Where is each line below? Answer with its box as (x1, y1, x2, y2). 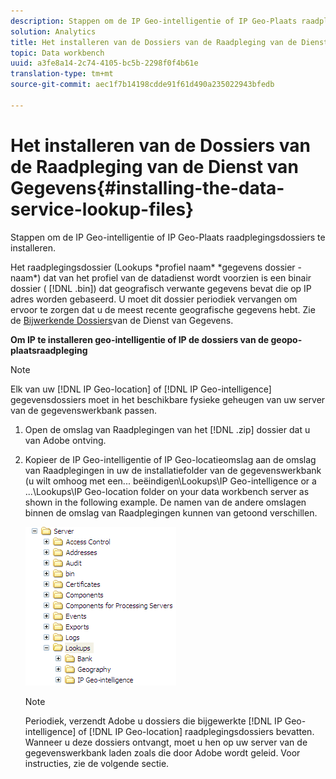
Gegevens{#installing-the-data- (10, 176, 285, 199)
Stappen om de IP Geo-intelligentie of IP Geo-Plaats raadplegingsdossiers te (10, 231, 326, 243)
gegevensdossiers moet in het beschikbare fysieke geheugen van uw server (10, 393, 326, 405)
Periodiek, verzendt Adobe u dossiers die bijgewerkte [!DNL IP (24, 715, 283, 727)
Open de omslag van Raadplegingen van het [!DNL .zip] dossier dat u (24, 423, 311, 435)
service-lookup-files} (10, 198, 195, 220)
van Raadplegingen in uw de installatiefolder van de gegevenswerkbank (24, 464, 322, 476)
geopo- (270, 333, 303, 345)
